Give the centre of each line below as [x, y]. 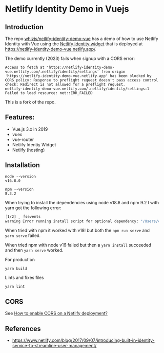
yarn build [16, 269]
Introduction [24, 27]
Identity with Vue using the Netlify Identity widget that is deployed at [74, 44]
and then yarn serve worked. [34, 250]
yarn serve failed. [23, 235]
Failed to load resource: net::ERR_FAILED [49, 93]
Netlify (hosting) [28, 150]
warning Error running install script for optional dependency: [72, 221]
